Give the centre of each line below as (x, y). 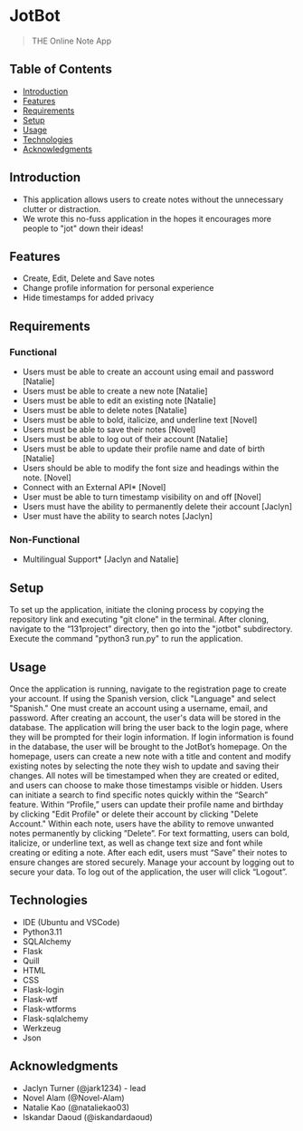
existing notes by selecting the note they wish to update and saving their (144, 766)
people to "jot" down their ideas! (83, 228)
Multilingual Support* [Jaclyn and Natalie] (100, 559)
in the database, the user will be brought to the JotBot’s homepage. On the (148, 746)
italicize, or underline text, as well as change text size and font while (136, 843)
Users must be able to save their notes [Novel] (109, 430)
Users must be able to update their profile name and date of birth (143, 449)
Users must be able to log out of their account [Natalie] (125, 440)
